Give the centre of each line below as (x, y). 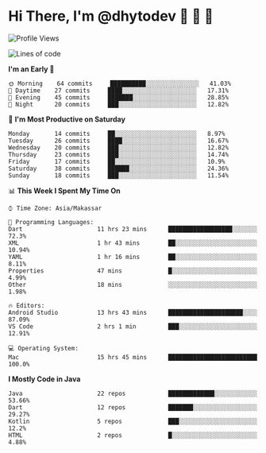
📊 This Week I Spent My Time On (64, 191)
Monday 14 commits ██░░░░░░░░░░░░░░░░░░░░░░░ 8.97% (117, 134)
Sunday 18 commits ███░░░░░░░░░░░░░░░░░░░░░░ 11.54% (118, 175)
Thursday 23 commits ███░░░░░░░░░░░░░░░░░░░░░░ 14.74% (118, 154)
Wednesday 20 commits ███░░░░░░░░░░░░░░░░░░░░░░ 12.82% (118, 147)
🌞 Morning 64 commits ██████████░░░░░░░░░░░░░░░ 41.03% (120, 83)
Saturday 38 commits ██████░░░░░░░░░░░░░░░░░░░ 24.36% (118, 168)
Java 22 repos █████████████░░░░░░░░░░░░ (133, 393)
